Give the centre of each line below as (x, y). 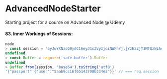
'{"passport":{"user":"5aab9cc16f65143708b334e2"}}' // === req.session (82, 72)
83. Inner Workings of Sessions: (39, 34)
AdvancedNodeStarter (53, 9)
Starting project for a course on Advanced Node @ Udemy (65, 22)
